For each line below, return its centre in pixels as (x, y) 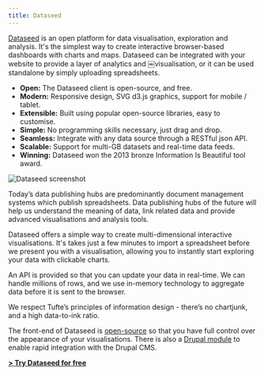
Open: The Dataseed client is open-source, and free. (106, 88)
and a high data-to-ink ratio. (54, 315)
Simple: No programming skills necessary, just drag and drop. (121, 129)
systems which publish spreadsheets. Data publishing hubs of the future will (132, 202)
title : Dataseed (35, 15)
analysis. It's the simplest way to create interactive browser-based (116, 46)
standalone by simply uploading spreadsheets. (84, 73)
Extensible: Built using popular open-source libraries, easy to (120, 113)
